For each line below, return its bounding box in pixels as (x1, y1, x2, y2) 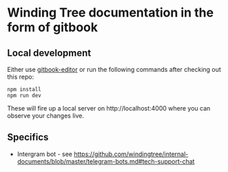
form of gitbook (7, 19, 99, 35)
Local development (7, 47, 92, 59)
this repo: (7, 73, 34, 81)
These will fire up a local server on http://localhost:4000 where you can (7, 104, 211, 112)
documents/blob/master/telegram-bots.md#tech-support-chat (17, 157, 195, 165)
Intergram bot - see (17, 150, 72, 158)
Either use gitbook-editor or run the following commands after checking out (7, 66, 222, 73)
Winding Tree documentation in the (7, 5, 214, 21)
